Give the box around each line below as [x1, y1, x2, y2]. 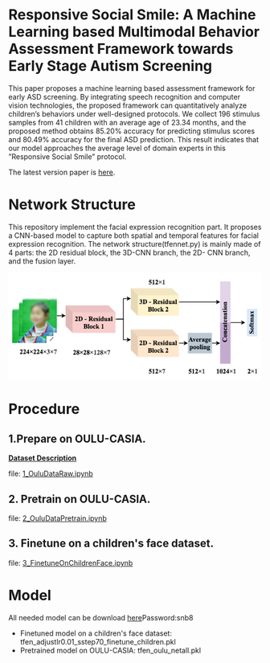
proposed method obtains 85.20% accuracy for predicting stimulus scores [8, 126, 256, 136]
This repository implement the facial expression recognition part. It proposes [8, 222, 262, 231]
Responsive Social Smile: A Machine [8, 6, 256, 24]
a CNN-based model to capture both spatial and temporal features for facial [8, 231, 260, 240]
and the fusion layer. [8, 256, 76, 266]
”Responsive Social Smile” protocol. [8, 151, 127, 162]
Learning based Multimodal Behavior [8, 23, 260, 41]
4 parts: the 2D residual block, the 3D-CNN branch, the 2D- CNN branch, [8, 248, 251, 257]
